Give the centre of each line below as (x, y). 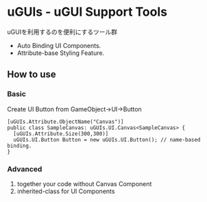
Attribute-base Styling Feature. (61, 53)
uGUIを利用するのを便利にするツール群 (62, 32)
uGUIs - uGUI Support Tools (87, 12)
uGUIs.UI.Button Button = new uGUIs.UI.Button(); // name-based (107, 139)
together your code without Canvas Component (84, 183)
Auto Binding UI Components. (59, 45)
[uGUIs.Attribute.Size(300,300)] (61, 134)
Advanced (25, 169)
